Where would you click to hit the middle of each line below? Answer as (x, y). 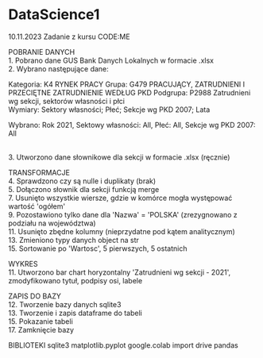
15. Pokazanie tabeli (41, 321)
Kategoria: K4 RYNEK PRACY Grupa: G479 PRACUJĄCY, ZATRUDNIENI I (127, 84)
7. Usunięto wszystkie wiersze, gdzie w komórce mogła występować (120, 198)
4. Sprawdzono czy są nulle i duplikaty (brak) (82, 181)
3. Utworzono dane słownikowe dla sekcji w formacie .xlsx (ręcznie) (119, 157)
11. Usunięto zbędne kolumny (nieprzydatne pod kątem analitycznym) (122, 231)
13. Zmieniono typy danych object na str (73, 240)
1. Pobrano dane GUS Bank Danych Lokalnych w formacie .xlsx (111, 60)
